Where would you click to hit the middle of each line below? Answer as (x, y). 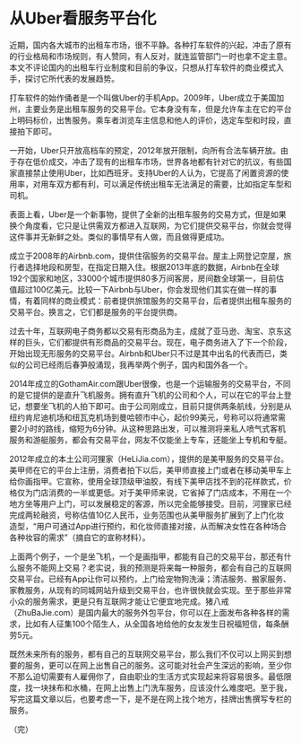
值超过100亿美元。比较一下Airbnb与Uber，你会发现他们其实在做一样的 (139, 289)
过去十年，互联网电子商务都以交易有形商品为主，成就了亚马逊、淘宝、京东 (146, 331)
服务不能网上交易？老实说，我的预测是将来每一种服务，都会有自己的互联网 (154, 567)
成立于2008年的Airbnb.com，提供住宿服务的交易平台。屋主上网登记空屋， (146, 256)
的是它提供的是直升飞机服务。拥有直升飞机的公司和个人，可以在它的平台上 (146, 395)
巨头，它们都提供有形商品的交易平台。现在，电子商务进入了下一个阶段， (158, 342)
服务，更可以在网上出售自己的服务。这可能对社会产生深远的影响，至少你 (158, 665)
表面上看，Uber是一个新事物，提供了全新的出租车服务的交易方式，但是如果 (148, 214)
